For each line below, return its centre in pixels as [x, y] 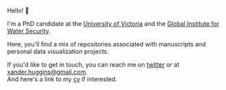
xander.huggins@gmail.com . [47, 72]
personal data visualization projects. [58, 51]
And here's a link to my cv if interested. [62, 79]
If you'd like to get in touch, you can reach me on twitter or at [93, 64]
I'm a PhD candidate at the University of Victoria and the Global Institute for [113, 24]
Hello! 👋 [18, 11]
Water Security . [29, 31]
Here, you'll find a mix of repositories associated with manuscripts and [106, 44]
